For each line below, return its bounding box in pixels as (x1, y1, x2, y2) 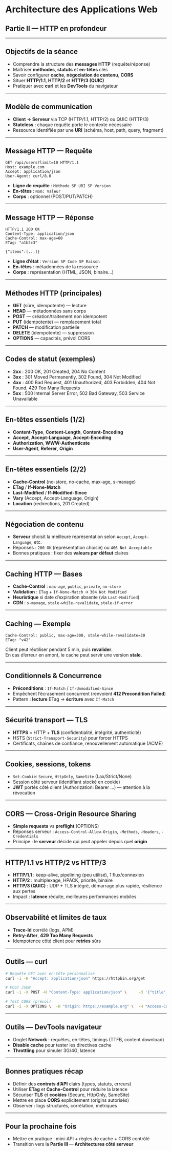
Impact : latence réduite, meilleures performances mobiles (12, 894, 137, 900)
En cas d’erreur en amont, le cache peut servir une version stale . (5, 651, 142, 658)
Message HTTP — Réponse (5, 213, 94, 222)
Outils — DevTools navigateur (5, 1023, 102, 1031)
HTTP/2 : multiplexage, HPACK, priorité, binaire (12, 877, 113, 883)
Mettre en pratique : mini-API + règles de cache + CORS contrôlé (12, 1136, 150, 1142)
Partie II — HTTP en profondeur (5, 24, 107, 33)
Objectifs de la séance (5, 47, 78, 56)
